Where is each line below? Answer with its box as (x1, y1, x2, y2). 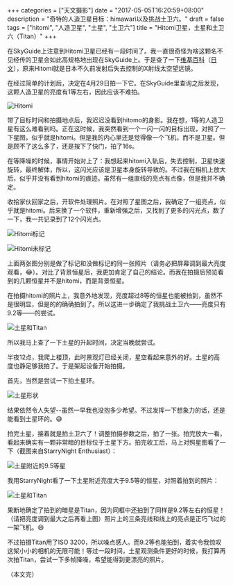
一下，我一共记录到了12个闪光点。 (7, 215, 105, 223)
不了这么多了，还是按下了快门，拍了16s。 (19, 142, 139, 150)
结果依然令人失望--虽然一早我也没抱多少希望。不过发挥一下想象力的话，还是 (7, 406, 225, 414)
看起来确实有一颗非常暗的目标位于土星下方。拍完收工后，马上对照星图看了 (7, 438, 220, 446)
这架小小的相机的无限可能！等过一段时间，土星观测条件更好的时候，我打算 (7, 547, 220, 554)
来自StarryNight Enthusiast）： (31, 447, 118, 455)
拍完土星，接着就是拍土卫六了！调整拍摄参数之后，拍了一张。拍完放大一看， (7, 429, 226, 438)
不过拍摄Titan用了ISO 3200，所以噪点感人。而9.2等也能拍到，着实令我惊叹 (7, 538, 222, 546)
